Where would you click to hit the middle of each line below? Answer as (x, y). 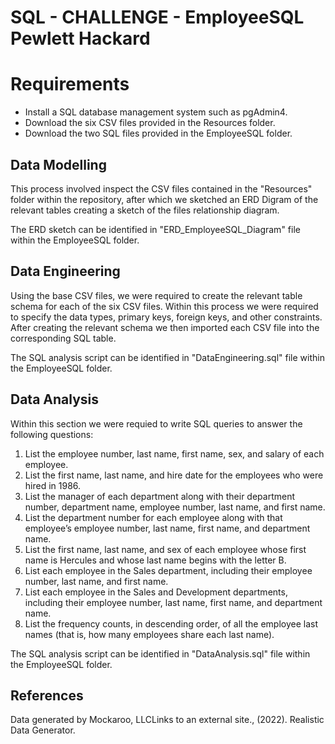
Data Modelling (58, 164)
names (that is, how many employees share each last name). (149, 634)
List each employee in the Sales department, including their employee (168, 570)
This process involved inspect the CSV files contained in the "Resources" (161, 188)
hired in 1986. (53, 485)
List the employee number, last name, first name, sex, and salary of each (174, 453)
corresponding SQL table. (63, 338)
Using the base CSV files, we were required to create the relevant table (156, 295)
